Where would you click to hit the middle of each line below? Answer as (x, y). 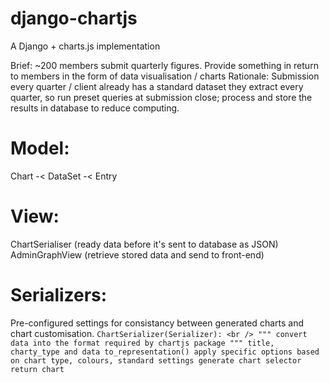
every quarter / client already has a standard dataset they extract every (157, 86)
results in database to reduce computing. (95, 108)
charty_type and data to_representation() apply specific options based (165, 352)
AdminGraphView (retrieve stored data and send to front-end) (137, 254)
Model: (40, 148)
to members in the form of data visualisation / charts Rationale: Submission (165, 76)
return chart (37, 369)
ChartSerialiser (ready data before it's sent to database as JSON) (144, 244)
